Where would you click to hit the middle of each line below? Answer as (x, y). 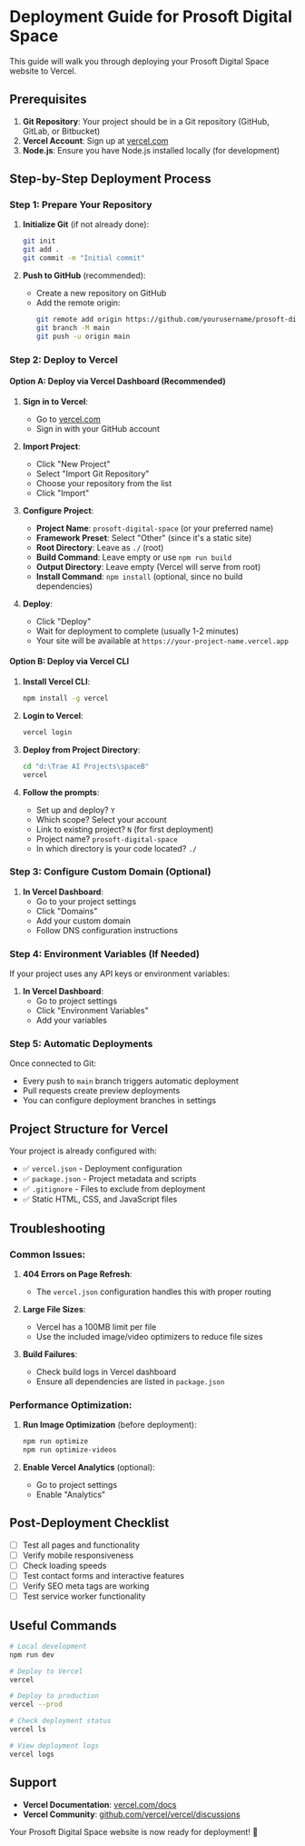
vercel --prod (36, 1705)
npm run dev (32, 1655)
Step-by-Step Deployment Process (110, 179)
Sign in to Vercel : (55, 401)
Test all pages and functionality (81, 1545)
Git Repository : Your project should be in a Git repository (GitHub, (146, 121)
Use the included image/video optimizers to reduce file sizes (149, 1336)
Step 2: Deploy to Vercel (64, 359)
